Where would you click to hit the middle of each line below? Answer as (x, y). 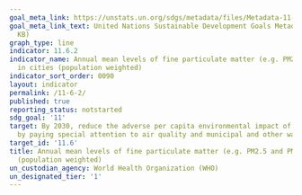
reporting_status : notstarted (66, 110)
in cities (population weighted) (80, 68)
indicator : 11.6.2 (44, 51)
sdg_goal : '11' (38, 118)
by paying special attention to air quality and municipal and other (150, 135)
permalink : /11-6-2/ (48, 93)
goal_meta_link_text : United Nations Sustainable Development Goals (140, 26)
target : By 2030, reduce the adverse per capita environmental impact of (151, 127)
